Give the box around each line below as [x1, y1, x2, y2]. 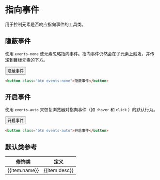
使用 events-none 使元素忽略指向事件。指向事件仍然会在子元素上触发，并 [5, 50, 150, 56]
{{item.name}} [7, 167, 39, 174]
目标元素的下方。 [13, 57, 48, 63]
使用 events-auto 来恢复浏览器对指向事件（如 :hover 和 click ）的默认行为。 [5, 107, 158, 113]
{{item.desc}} [43, 167, 74, 174]
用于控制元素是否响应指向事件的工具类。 [5, 21, 86, 27]
